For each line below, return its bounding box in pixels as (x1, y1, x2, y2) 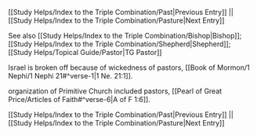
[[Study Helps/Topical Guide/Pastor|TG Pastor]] (8, 48, 162, 57)
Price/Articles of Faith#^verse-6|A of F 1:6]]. (8, 95, 150, 104)
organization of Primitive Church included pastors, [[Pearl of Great (8, 86, 223, 96)
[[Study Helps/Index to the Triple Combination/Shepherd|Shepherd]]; (8, 39, 231, 49)
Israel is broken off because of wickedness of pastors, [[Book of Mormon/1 (8, 63, 250, 72)
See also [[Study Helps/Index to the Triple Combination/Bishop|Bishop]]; (8, 31, 242, 40)
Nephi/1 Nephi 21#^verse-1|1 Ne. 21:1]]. (8, 71, 133, 80)
